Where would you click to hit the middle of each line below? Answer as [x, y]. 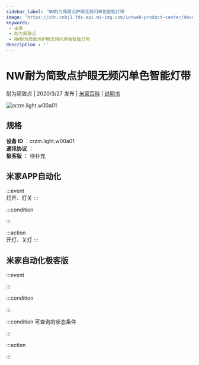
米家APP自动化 [33, 177]
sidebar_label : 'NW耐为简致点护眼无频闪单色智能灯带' [67, 12]
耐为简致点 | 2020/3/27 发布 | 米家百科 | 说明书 [63, 93]
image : [14, 17]
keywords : [18, 23]
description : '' [28, 45]
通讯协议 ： [20, 148]
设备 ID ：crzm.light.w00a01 [41, 141]
